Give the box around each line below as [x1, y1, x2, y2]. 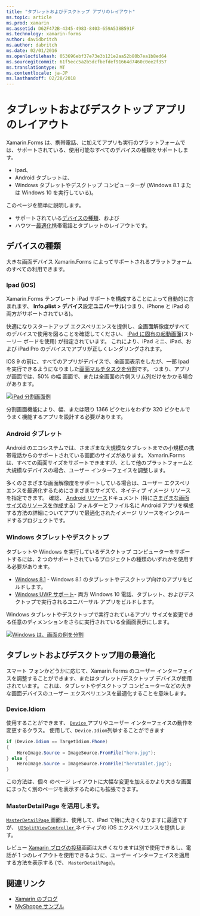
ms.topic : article [6, 14, 52, 20]
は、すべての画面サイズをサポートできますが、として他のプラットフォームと [6, 459, 193, 466]
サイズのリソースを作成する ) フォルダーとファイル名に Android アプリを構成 [6, 502, 194, 509]
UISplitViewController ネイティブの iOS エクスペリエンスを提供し [17, 824, 181, 831]
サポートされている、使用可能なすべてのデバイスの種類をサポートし [16, 146, 183, 154]
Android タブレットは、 [14, 174, 73, 181]
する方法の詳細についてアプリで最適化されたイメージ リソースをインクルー [6, 509, 190, 517]
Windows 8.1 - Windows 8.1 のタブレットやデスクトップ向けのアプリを [14, 575, 188, 583]
